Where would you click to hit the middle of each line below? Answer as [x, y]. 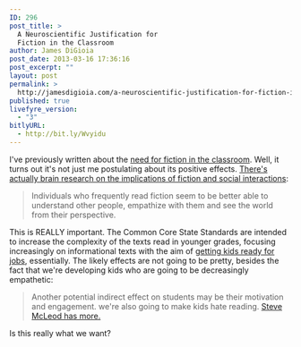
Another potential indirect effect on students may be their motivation [157, 297]
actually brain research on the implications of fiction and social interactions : [149, 178]
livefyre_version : [43, 109]
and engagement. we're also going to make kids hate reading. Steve [157, 306]
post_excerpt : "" [42, 68]
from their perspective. [73, 215]
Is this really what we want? [60, 333]
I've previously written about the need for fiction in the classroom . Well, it [144, 159]
